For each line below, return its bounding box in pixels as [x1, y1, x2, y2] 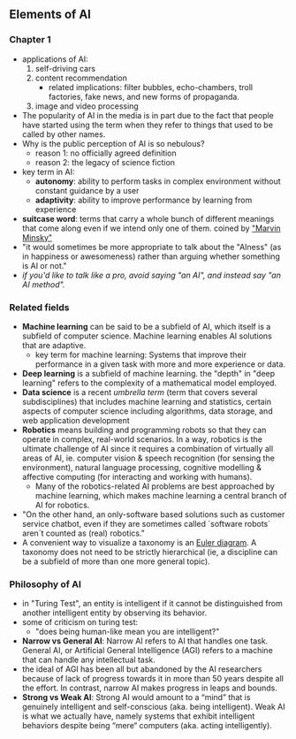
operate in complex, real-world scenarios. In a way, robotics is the [21, 433, 263, 445]
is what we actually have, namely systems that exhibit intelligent [21, 711, 255, 721]
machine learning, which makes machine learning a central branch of [34, 490, 287, 500]
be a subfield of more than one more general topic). [21, 556, 210, 567]
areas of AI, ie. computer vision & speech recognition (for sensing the [21, 453, 276, 463]
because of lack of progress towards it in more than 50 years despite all [21, 674, 285, 684]
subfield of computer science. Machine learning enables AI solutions [21, 331, 272, 341]
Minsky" [21, 232, 53, 242]
